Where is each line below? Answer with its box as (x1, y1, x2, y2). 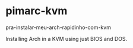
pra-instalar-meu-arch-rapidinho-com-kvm (5, 24, 111, 31)
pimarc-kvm (5, 4, 68, 18)
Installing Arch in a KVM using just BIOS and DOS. (5, 35, 128, 42)
